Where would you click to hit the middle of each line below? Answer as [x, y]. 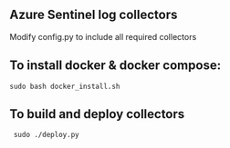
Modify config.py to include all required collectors [103, 36]
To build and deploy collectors [97, 114]
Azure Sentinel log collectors [94, 15]
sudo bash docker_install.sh [65, 86]
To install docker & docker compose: [115, 66]
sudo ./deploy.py [46, 135]
